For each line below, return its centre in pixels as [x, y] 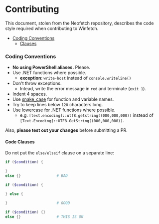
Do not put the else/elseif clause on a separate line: [60, 153]
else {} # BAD [37, 176]
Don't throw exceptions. [37, 83]
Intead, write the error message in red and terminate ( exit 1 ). [83, 89]
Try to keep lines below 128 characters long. [58, 105]
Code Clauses [20, 142]
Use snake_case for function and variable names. [63, 99]
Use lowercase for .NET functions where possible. [64, 110]
